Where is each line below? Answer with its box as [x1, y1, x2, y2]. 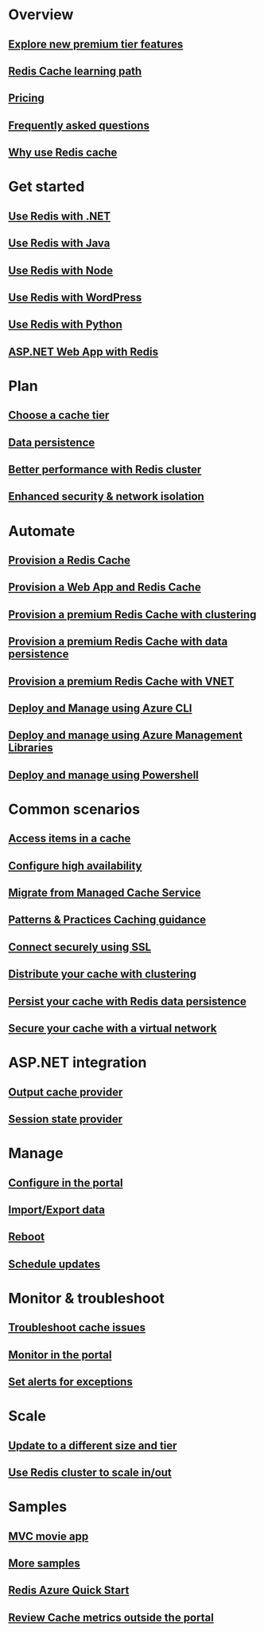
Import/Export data [8, 1203, 106, 1216]
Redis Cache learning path [8, 64, 142, 77]
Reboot [8, 1230, 45, 1244]
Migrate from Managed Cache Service [8, 886, 201, 900]
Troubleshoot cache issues [8, 1321, 146, 1334]
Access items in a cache [8, 832, 131, 846]
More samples [8, 1557, 81, 1571]
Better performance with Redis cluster [8, 463, 202, 476]
